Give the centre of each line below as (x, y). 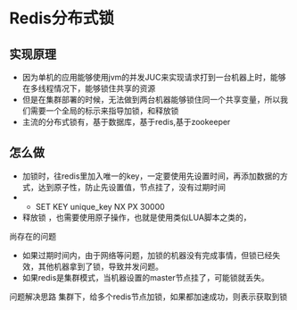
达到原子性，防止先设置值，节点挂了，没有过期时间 (132, 187)
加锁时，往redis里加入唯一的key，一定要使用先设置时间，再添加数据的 (151, 176)
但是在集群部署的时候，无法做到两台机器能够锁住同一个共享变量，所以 (151, 100)
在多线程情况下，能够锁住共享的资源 (89, 88)
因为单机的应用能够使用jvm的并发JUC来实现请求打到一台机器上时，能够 (154, 77)
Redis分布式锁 (62, 18)
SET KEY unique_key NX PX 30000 (100, 206)
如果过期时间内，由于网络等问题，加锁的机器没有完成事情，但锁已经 (147, 255)
